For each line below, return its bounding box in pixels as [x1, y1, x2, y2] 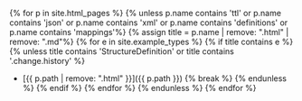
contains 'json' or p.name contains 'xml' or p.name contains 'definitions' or [9, 17, 288, 28]
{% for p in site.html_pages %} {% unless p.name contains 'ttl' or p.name [9, 8, 282, 18]
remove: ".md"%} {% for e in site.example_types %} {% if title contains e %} [9, 36, 294, 47]
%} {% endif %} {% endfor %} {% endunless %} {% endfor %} [22, 83, 257, 93]
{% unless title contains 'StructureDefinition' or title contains [9, 46, 235, 57]
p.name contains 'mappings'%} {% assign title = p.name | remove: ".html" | [9, 27, 289, 37]
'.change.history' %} [9, 56, 86, 66]
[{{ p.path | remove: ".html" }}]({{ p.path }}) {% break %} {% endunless [22, 73, 288, 84]
